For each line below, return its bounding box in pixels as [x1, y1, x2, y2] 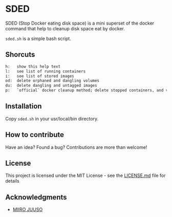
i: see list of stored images [5, 73, 74, 78]
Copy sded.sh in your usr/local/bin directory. [5, 115, 99, 122]
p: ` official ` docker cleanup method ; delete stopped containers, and [5, 88, 164, 93]
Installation [5, 102, 42, 111]
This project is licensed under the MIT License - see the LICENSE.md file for [5, 172, 166, 179]
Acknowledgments [5, 193, 68, 202]
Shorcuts [5, 50, 35, 59]
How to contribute [5, 130, 64, 139]
